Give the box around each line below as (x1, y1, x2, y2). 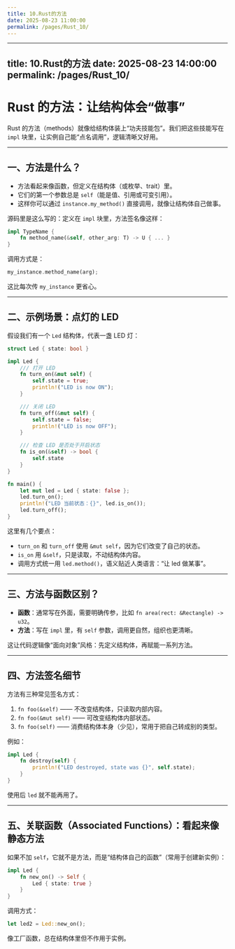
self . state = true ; (32, 377, 90, 384)
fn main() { (7, 480, 42, 487)
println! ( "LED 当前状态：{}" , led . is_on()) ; (20, 500, 147, 507)
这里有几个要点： (7, 527, 57, 535)
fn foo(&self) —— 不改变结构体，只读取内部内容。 (17, 704, 166, 713)
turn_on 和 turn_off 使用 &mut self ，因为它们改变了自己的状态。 (17, 541, 204, 550)
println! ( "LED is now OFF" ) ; (32, 422, 117, 430)
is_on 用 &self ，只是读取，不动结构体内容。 (17, 550, 145, 558)
